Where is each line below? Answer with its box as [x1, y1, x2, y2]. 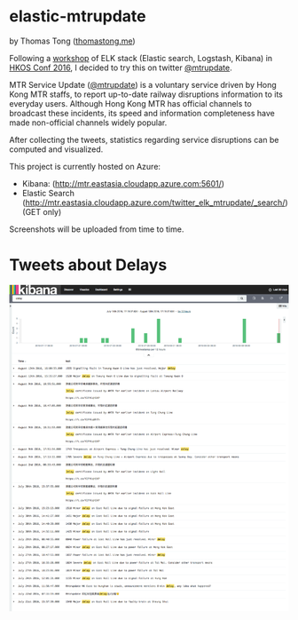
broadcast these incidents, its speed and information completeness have [9, 107, 275, 118]
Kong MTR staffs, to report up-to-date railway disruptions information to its [9, 89, 284, 99]
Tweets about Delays [9, 255, 168, 275]
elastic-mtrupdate [9, 6, 146, 27]
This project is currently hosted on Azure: [9, 161, 161, 171]
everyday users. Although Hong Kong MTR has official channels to [9, 98, 253, 108]
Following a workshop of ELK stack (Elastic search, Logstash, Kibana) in [9, 52, 273, 63]
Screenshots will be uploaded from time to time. [9, 224, 184, 234]
